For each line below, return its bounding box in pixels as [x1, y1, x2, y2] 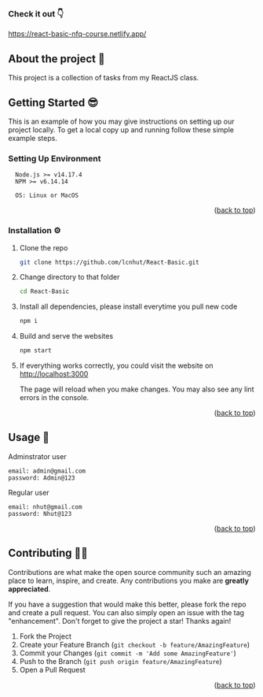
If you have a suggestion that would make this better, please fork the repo [8, 599, 247, 609]
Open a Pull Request [19, 665, 86, 674]
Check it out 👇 [8, 8, 64, 19]
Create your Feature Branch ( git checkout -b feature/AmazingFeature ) [19, 640, 250, 649]
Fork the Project [19, 631, 72, 641]
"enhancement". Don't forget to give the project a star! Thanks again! [8, 616, 232, 625]
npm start [19, 347, 53, 354]
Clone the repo [19, 243, 68, 252]
